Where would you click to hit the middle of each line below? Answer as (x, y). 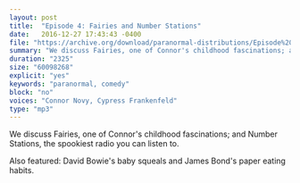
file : (19, 42)
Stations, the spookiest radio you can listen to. (95, 144)
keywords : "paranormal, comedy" (69, 84)
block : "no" (31, 92)
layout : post (33, 17)
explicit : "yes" (39, 76)
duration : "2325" (42, 59)
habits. (21, 171)
